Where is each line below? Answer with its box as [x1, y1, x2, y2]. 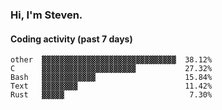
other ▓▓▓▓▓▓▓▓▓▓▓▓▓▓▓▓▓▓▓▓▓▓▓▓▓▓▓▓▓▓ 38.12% [10, 55, 213, 65]
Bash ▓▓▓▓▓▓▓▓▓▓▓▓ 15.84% [10, 73, 213, 83]
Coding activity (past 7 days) [10, 33, 133, 45]
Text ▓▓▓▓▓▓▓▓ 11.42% [10, 81, 213, 92]
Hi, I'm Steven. [10, 8, 83, 22]
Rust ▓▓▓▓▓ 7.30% [10, 90, 213, 100]
